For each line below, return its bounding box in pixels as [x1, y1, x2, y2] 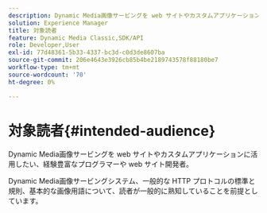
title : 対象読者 [8, 26, 57, 34]
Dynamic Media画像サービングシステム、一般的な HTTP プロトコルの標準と [8, 176, 256, 186]
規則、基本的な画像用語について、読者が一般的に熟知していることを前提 [8, 186, 245, 196]
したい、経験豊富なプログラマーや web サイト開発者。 [14, 160, 193, 169]
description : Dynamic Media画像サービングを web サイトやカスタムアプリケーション [8, 11, 261, 20]
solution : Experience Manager [8, 19, 109, 27]
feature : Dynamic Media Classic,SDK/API [8, 33, 145, 42]
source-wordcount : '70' [8, 71, 87, 79]
